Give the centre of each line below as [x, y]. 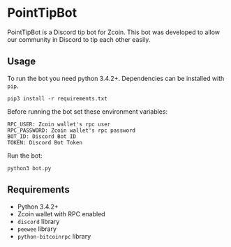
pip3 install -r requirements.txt [58, 98]
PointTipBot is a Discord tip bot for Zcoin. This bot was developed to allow [114, 32]
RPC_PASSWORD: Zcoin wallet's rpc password [72, 130]
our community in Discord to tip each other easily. [79, 39]
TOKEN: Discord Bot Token [45, 142]
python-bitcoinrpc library [54, 236]
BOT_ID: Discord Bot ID [42, 136]
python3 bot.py [29, 168]
